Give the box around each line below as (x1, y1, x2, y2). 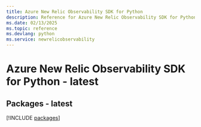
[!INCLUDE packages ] (6, 114, 60, 121)
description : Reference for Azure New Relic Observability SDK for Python (6, 14, 197, 20)
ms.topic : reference (6, 25, 58, 32)
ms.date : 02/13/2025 (6, 20, 58, 26)
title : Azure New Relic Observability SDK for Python (6, 8, 144, 15)
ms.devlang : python (6, 31, 55, 37)
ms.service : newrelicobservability (6, 36, 95, 42)
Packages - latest (6, 98, 73, 109)
